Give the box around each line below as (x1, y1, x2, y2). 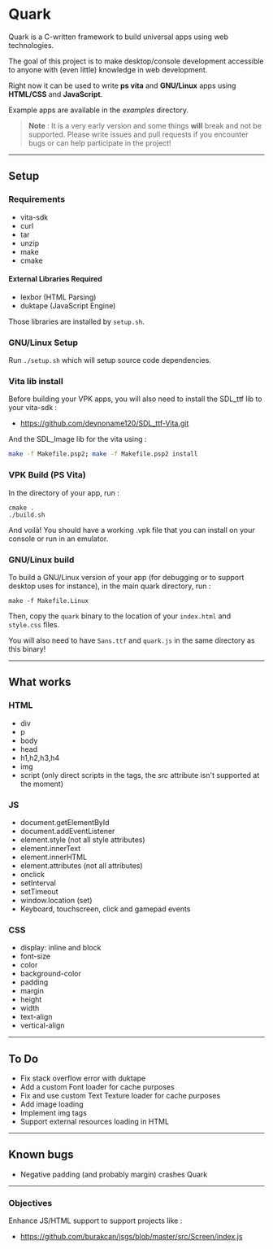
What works (8, 675, 71, 689)
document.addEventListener (19, 826, 115, 836)
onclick (19, 869, 45, 879)
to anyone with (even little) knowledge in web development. (8, 64, 208, 74)
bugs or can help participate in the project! (28, 138, 171, 147)
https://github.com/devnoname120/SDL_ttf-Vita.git (19, 418, 189, 428)
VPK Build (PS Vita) (8, 469, 87, 481)
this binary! (8, 644, 46, 653)
